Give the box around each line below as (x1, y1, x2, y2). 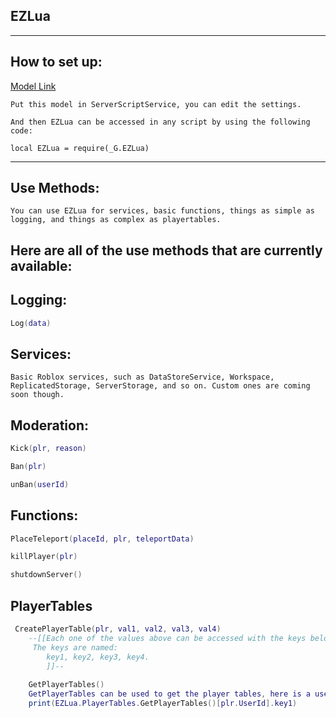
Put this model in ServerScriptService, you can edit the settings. (10, 99, 302, 109)
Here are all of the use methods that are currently (10, 242, 323, 259)
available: (10, 257, 73, 274)
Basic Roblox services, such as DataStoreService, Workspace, (10, 372, 275, 383)
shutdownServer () (10, 570, 83, 580)
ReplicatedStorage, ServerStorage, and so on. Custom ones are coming (10, 381, 311, 391)
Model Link (10, 80, 57, 92)
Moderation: (10, 417, 89, 434)
